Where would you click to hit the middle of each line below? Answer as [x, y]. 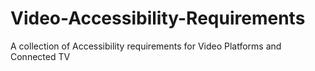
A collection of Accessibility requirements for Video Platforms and [146, 46]
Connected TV [40, 56]
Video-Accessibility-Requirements [158, 18]
